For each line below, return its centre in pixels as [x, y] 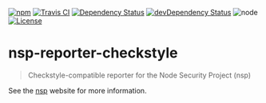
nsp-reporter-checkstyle [93, 53]
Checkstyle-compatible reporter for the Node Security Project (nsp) [139, 75]
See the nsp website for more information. [77, 90]
